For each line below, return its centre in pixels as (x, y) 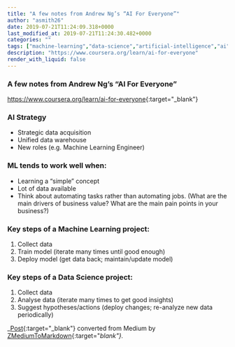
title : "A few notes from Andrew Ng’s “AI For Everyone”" (93, 14)
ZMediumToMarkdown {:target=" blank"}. (65, 336)
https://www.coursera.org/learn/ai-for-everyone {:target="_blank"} (103, 100)
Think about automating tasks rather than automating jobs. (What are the (122, 196)
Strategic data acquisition (54, 132)
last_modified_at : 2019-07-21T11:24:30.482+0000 (79, 33)
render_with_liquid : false (47, 60)
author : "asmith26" (36, 20)
